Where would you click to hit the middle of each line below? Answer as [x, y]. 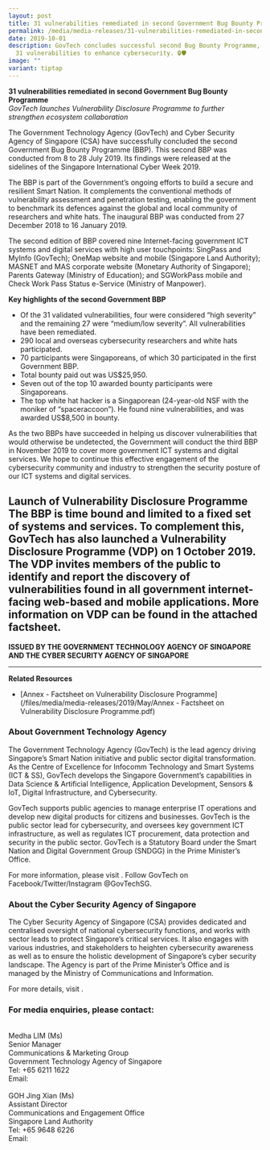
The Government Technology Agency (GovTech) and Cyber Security [122, 132]
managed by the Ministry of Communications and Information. [111, 974]
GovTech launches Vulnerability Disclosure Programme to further [117, 108]
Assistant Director [38, 1104]
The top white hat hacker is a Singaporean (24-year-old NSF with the [134, 401]
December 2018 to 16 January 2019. [68, 225]
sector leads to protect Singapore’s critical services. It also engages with [129, 939]
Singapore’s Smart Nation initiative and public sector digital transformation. [132, 758]
